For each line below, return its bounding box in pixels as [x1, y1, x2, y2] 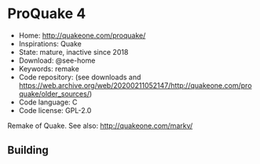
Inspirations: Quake [18, 38, 82, 48]
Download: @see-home [18, 56, 96, 65]
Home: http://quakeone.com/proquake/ [18, 31, 146, 40]
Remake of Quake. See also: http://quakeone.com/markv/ [7, 121, 193, 130]
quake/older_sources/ [18, 89, 90, 98]
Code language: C [18, 97, 78, 107]
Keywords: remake [18, 64, 79, 73]
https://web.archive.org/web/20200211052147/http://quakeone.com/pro [18, 80, 252, 90]
